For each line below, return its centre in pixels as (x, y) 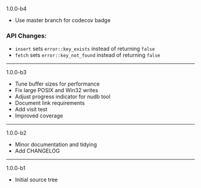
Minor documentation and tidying (56, 145)
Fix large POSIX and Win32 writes (57, 90)
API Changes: (26, 35)
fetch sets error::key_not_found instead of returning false (87, 55)
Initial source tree (36, 180)
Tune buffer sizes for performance (57, 84)
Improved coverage (39, 116)
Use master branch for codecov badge (63, 20)
